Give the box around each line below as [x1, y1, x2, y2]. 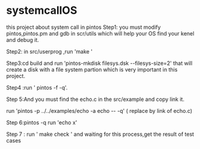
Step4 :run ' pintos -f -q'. [6, 84, 68, 91]
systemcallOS [6, 4, 77, 17]
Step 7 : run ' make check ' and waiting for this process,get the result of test [6, 130, 194, 138]
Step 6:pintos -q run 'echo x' [6, 118, 77, 126]
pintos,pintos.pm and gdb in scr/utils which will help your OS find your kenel [6, 29, 195, 37]
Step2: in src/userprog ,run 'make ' [6, 47, 93, 55]
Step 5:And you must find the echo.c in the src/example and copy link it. [6, 96, 185, 103]
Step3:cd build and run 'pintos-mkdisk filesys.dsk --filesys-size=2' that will [6, 59, 193, 67]
